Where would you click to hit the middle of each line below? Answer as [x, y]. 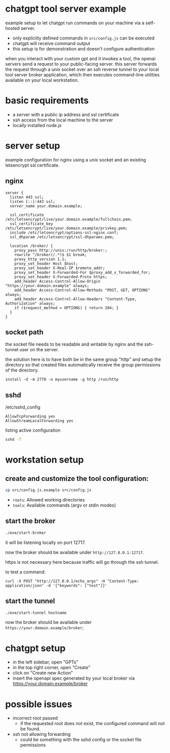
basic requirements [47, 100]
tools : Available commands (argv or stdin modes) [64, 505]
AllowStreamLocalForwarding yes [39, 421]
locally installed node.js [37, 125]
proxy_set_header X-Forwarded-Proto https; [61, 277]
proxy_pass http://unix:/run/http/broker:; [61, 250]
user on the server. [39, 350]
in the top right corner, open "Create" [51, 667]
